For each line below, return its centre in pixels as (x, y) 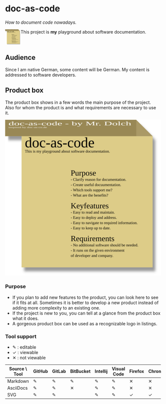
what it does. (25, 318)
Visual (119, 368)
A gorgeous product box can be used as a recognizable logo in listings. (85, 323)
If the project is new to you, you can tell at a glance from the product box (86, 313)
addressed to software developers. (41, 75)
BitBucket (80, 371)
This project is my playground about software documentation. (83, 32)
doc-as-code (33, 9)
